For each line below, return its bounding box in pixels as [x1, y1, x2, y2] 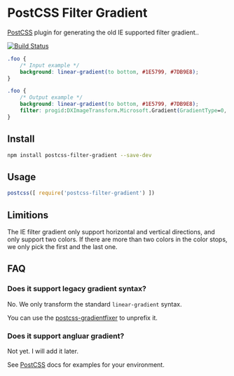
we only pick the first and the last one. [7, 243, 118, 250]
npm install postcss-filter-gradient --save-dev [7, 152, 152, 159]
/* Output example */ [20, 94, 83, 101]
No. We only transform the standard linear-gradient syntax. [7, 300, 182, 308]
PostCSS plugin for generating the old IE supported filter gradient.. [7, 28, 200, 36]
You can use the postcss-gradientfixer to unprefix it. [7, 314, 158, 322]
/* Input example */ [20, 62, 80, 69]
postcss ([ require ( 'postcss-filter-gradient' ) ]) [7, 189, 156, 197]
